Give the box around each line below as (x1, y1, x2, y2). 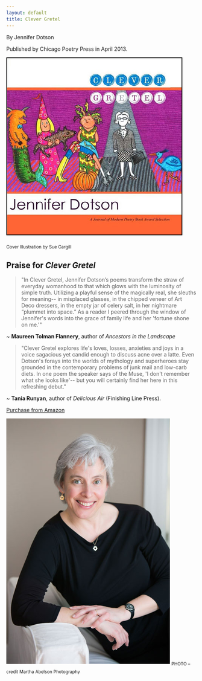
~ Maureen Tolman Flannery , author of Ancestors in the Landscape (6, 333, 176, 340)
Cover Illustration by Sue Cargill (6, 244, 72, 250)
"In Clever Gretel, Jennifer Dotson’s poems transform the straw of (21, 276, 185, 283)
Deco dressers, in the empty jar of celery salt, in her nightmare (21, 302, 177, 309)
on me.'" (21, 321, 42, 329)
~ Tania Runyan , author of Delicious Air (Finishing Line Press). (6, 395, 161, 402)
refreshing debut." (21, 383, 66, 390)
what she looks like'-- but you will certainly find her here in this (21, 376, 178, 384)
